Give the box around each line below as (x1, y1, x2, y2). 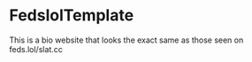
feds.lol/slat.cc (9, 43, 64, 54)
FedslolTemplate (9, 5, 134, 26)
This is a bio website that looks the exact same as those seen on (9, 35, 244, 45)
